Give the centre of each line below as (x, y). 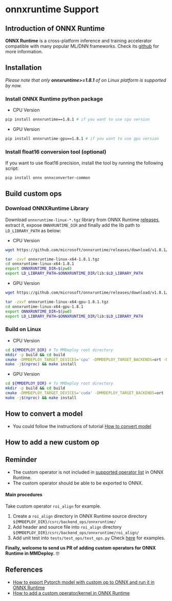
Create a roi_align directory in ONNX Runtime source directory (80, 516)
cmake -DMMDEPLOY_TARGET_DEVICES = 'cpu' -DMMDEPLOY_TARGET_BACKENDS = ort (83, 360)
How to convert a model (44, 414)
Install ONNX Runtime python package (54, 99)
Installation (24, 68)
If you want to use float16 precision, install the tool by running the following (84, 163)
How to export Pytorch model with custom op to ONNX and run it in (84, 582)
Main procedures (24, 495)
